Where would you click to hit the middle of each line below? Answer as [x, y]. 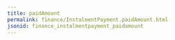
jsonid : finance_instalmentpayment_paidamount [75, 26]
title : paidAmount [34, 13]
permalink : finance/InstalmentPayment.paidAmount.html [88, 20]
